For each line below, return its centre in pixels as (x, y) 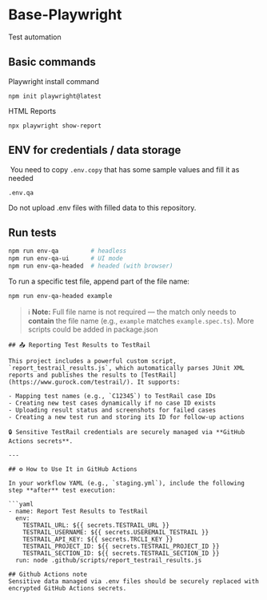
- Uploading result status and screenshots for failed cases (112, 410)
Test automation (35, 37)
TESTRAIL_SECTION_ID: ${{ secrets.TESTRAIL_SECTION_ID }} (121, 553)
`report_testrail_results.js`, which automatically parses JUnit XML (127, 368)
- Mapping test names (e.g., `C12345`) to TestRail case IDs (112, 396)
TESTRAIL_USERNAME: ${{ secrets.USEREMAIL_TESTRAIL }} (116, 532)
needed (21, 178)
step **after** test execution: (62, 490)
